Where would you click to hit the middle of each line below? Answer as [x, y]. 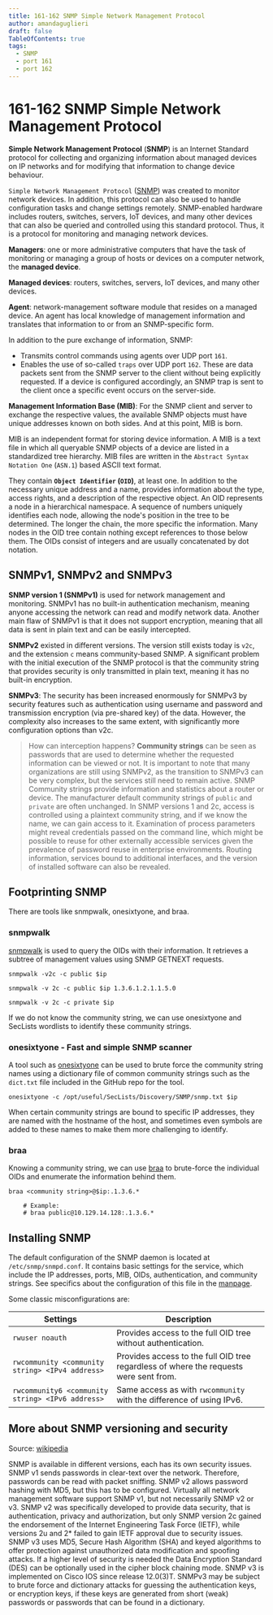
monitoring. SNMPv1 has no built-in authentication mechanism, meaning [129, 603]
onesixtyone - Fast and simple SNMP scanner [100, 1047]
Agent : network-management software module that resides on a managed [133, 306]
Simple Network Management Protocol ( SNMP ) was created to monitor [124, 190]
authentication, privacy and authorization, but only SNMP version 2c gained [135, 1516]
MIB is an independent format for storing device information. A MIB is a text [134, 439]
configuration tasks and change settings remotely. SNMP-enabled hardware [136, 207]
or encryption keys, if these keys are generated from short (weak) [119, 1593]
